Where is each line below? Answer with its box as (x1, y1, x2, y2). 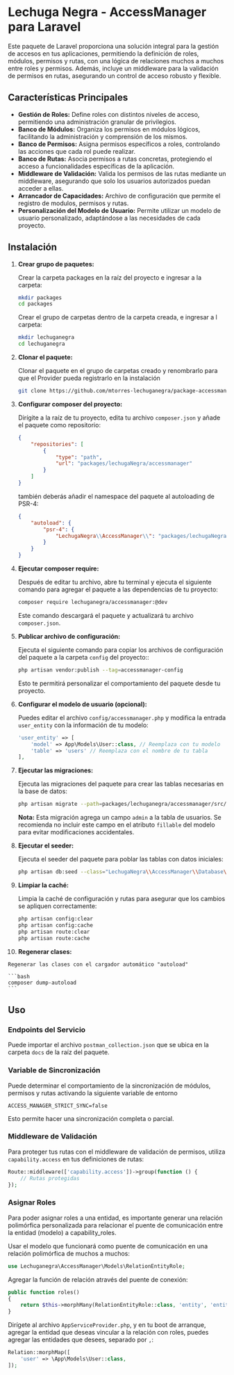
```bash (8, 973, 31, 980)
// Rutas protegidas (20, 1175, 80, 1182)
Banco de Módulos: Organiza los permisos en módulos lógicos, (17, 125, 201, 133)
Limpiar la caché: (17, 881, 69, 889)
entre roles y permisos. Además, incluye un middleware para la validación (8, 64, 219, 72)
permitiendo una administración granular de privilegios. (17, 118, 176, 126)
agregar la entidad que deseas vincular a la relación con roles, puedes (8, 1328, 209, 1337)
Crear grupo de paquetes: (17, 260, 94, 268)
